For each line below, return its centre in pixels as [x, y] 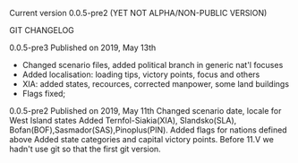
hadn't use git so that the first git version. [85, 149]
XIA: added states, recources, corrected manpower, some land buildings [155, 84]
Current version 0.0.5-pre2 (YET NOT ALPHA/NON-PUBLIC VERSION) [138, 13]
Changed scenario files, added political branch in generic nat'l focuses [153, 65]
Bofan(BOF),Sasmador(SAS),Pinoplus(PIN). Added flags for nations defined [149, 130]
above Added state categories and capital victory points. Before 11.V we [142, 139]
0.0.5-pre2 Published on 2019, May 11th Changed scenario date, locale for [145, 111]
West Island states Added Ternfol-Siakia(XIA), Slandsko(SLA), [123, 120]
